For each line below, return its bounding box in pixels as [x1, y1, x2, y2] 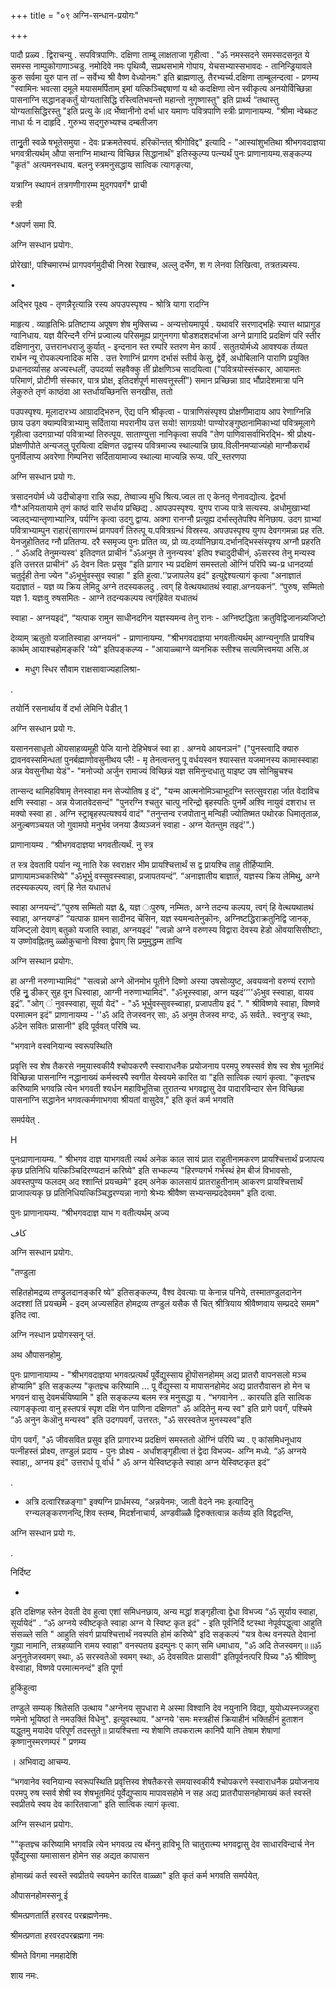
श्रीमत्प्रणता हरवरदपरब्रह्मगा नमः [10, 1930, 105, 1941]
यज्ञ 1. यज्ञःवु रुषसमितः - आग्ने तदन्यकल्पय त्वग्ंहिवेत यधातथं [10, 592, 198, 604]
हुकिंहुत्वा [10, 1682, 37, 1694]
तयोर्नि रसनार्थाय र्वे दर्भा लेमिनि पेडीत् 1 [10, 703, 128, 714]
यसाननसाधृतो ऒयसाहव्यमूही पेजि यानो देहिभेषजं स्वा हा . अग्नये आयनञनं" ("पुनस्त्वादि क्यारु [10, 743, 300, 754]
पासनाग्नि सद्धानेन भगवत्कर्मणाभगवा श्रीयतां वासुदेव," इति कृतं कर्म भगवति [10, 1094, 234, 1105]
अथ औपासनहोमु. [10, 1349, 63, 1360]
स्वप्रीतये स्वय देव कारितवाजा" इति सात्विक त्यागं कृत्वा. [10, 1798, 180, 1810]
